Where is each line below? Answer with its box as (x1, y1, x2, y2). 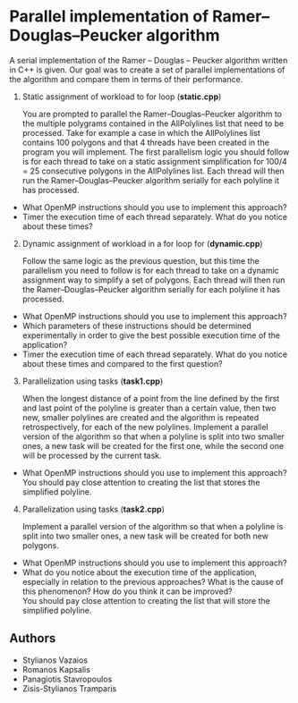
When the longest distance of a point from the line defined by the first (21, 393, 280, 403)
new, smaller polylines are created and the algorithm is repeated (21, 411, 260, 422)
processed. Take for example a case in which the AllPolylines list (21, 127, 261, 138)
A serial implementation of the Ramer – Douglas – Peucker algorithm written (9, 55, 288, 65)
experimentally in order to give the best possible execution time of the (21, 329, 280, 341)
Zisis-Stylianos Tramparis (21, 682, 117, 694)
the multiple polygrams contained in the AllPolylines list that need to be (21, 118, 285, 129)
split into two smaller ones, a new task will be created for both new (21, 530, 268, 541)
